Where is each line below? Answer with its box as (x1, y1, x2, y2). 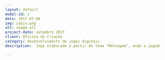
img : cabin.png (5, 20, 36, 26)
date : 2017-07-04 (5, 16, 41, 21)
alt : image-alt (5, 25, 36, 30)
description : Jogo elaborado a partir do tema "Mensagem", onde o (5, 43, 146, 48)
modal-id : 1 (5, 12, 29, 17)
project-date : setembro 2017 (5, 30, 65, 35)
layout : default (5, 7, 38, 12)
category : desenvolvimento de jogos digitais (5, 39, 100, 44)
